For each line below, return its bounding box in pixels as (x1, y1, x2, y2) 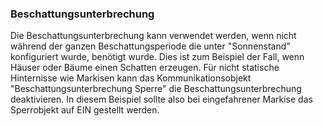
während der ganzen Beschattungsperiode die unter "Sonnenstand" (10, 40, 291, 52)
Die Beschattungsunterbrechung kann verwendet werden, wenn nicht (10, 30, 297, 42)
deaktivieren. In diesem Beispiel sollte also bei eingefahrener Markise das (10, 93, 313, 106)
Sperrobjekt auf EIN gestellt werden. (10, 104, 160, 116)
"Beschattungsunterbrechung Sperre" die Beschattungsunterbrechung (10, 83, 302, 95)
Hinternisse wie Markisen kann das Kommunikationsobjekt (10, 72, 252, 84)
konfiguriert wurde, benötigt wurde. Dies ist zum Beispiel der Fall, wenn (10, 51, 305, 63)
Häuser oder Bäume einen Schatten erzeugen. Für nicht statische (10, 62, 280, 74)
